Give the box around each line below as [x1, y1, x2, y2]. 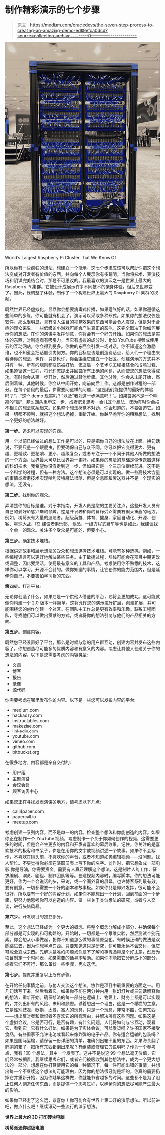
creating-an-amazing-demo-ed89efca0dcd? [17, 27, 108, 33]
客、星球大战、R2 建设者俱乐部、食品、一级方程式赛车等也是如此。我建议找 [5, 521, 158, 527]
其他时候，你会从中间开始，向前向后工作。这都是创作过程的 [26, 380, 147, 386]
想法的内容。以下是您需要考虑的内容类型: [5, 652, 88, 658]
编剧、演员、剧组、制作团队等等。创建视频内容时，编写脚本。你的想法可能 [9, 872, 160, 878]
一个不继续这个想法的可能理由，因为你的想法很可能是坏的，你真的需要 [13, 1068, 156, 1074]
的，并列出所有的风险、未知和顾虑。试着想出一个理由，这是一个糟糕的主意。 [5, 1000, 160, 1006]
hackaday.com [12, 712, 42, 718]
